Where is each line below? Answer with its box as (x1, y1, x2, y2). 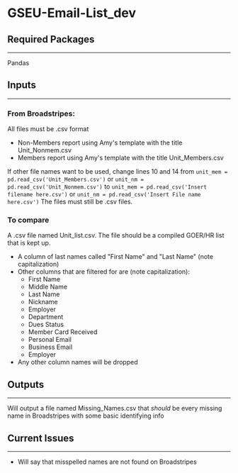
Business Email (28, 343, 73, 352)
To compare (7, 215, 50, 225)
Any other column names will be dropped (17, 358, 138, 367)
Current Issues (7, 432, 74, 444)
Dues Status (28, 321, 64, 329)
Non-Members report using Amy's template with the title (17, 138, 183, 147)
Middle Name (28, 282, 68, 291)
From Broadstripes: (7, 108, 76, 118)
